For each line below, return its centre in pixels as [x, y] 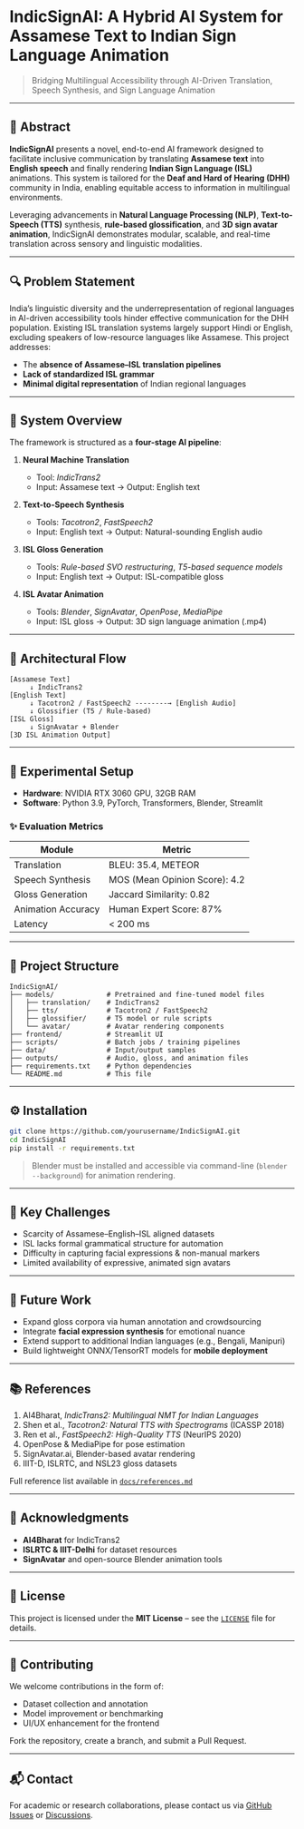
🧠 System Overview [66, 421]
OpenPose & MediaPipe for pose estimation [104, 1443]
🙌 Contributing [52, 1665]
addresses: [30, 347]
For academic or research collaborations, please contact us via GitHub [141, 1805]
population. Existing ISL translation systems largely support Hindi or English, [151, 328]
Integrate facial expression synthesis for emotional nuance [134, 1332]
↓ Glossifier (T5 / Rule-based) [90, 711]
